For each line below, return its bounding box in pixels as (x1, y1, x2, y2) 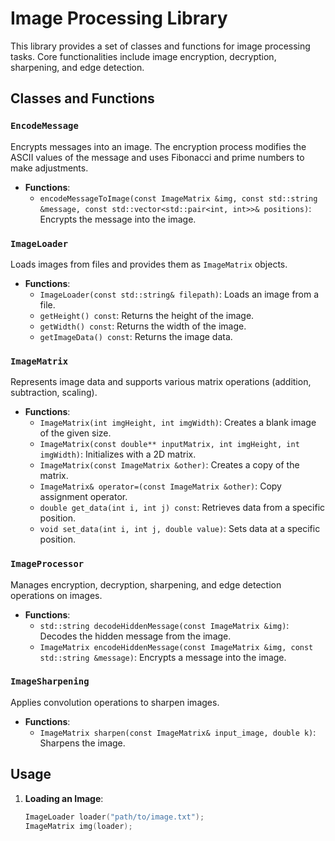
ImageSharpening (10, 676, 90, 687)
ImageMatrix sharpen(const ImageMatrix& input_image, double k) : (39, 726, 317, 738)
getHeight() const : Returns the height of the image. (39, 309, 255, 321)
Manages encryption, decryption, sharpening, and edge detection (10, 578, 282, 591)
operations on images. (10, 589, 103, 601)
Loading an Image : (24, 792, 104, 804)
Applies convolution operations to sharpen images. (10, 696, 220, 708)
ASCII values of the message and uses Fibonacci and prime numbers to (10, 151, 305, 163)
